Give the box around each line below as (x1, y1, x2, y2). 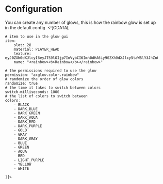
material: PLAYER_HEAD (14, 47, 60, 52)
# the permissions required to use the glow (5, 68, 97, 73)
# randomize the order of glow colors (5, 76, 83, 81)
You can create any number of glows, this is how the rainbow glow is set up (5, 19, 156, 25)
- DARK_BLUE (14, 106, 38, 111)
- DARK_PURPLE (14, 123, 42, 129)
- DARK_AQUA (14, 115, 38, 120)
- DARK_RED (14, 119, 36, 124)
